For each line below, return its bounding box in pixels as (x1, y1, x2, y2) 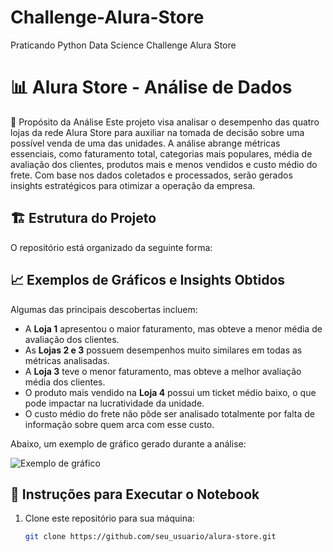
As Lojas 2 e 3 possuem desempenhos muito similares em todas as (24, 344, 303, 356)
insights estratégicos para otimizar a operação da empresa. (10, 179, 256, 191)
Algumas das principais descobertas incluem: (10, 303, 198, 315)
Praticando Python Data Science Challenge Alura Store (10, 39, 237, 51)
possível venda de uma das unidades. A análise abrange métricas (10, 137, 281, 149)
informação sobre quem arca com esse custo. (24, 418, 215, 430)
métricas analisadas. (24, 354, 110, 366)
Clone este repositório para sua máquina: (24, 512, 195, 525)
